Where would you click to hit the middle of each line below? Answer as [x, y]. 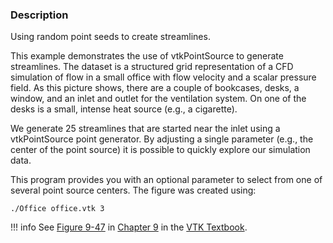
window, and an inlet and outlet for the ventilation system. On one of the [158, 99]
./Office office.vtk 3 [57, 209]
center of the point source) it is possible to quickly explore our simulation [160, 150]
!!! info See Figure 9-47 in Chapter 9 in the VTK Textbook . [129, 227]
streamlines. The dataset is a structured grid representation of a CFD [152, 67]
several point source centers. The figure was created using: [133, 190]
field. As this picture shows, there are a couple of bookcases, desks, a [155, 88]
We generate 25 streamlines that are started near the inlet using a [145, 129]
